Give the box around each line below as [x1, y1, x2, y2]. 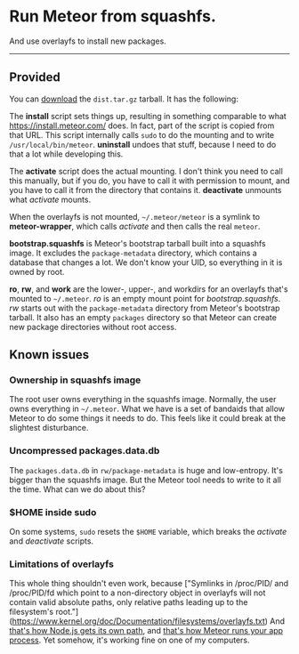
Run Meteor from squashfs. [9, 6, 216, 27]
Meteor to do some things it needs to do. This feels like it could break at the [9, 413, 287, 424]
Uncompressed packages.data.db [9, 445, 160, 457]
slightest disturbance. [9, 423, 89, 433]
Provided [9, 69, 61, 85]
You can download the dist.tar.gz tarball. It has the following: [9, 93, 238, 104]
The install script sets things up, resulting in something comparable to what [9, 110, 287, 121]
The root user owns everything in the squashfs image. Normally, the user [9, 394, 277, 405]
